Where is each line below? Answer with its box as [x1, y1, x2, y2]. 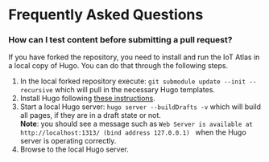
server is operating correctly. [19, 136, 117, 146]
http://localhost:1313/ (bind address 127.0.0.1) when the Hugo [19, 128, 247, 137]
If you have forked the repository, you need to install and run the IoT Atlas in [8, 52, 260, 62]
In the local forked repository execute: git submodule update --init [19, 76, 246, 86]
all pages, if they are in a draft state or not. [19, 111, 161, 120]
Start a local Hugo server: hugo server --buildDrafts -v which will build [19, 102, 262, 111]
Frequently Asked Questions [8, 6, 204, 24]
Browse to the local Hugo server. [19, 144, 129, 154]
